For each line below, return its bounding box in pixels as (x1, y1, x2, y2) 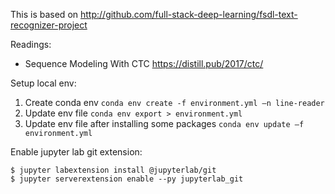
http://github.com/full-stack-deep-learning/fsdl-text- (80, 9, 298, 20)
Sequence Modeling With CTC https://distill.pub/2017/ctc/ (24, 58, 264, 69)
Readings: (10, 39, 52, 50)
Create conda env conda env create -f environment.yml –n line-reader (24, 97, 325, 108)
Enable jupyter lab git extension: (10, 146, 143, 158)
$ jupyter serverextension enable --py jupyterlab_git (10, 174, 244, 184)
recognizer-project (10, 19, 88, 31)
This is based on (10, 9, 79, 20)
